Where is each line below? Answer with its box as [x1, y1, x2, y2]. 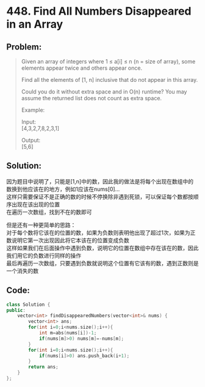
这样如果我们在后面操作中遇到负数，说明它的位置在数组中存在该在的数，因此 [6, 244, 199, 251]
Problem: [6, 42, 42, 52]
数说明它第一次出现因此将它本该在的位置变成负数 [6, 237, 129, 244]
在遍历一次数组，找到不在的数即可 [6, 208, 92, 215]
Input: [21, 118, 37, 125]
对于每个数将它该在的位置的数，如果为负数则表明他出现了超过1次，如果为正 [6, 229, 196, 236]
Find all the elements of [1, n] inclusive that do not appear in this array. [21, 76, 198, 83]
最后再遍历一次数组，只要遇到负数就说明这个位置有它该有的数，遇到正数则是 [6, 259, 199, 267]
